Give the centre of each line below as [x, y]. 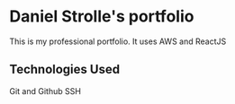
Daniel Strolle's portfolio [102, 17]
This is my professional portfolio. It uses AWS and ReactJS [118, 41]
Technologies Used [64, 69]
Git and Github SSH [45, 91]
